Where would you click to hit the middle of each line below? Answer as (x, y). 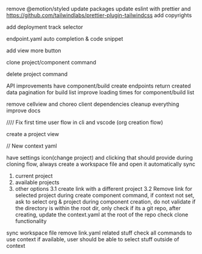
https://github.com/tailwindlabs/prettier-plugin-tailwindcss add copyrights (99, 15)
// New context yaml (32, 146)
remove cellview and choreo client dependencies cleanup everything (93, 104)
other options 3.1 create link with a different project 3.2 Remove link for (104, 189)
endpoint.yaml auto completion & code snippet (65, 39)
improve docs (23, 111)
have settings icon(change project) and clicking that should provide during (100, 158)
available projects (37, 182)
